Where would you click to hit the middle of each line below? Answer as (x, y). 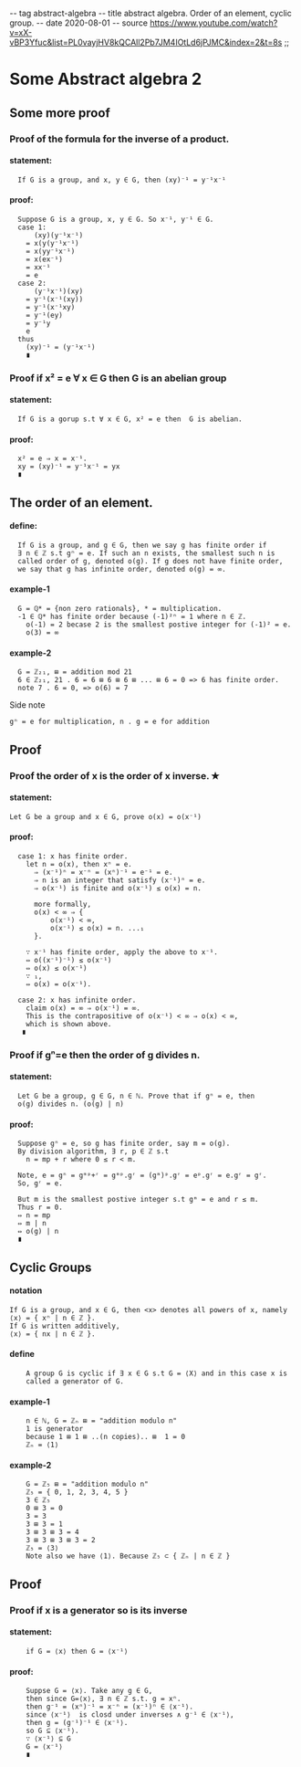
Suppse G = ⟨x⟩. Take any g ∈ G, (89, 1691)
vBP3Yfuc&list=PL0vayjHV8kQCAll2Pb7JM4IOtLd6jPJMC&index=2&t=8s (146, 42)
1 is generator (55, 1429)
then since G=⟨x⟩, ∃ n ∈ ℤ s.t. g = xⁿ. (104, 1699)
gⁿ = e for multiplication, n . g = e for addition (109, 722)
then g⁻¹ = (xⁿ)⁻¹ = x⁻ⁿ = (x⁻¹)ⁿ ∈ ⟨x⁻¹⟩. (110, 1707)
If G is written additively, (65, 1326)
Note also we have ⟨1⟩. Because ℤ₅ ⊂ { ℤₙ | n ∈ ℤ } (128, 1556)
